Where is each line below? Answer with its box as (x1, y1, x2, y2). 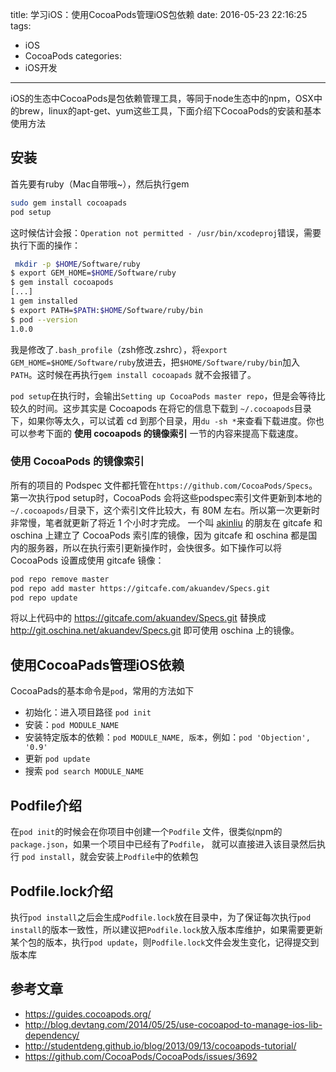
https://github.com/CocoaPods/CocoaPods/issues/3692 (24, 1050, 258, 1062)
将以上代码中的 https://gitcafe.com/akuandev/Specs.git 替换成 (10, 612, 267, 624)
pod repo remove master (10, 574, 110, 584)
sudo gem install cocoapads (10, 198, 128, 208)
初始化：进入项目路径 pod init (24, 706, 152, 718)
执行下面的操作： (10, 239, 81, 251)
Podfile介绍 (10, 797, 82, 814)
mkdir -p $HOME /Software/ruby (14, 259, 141, 269)
